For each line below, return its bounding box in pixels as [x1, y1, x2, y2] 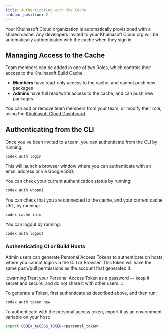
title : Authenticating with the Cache [5, 7, 86, 13]
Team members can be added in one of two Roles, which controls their [5, 64, 151, 71]
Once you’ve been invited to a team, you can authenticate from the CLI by [5, 139, 158, 145]
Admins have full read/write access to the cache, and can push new [12, 90, 154, 96]
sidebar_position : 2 [5, 12, 49, 17]
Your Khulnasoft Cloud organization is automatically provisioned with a [5, 26, 151, 32]
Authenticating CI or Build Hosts [5, 243, 85, 250]
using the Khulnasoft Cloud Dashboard [5, 111, 85, 117]
